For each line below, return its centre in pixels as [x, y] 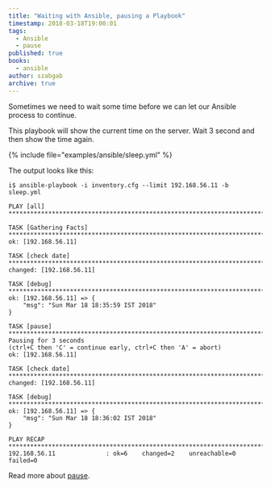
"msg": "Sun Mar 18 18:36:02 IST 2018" [90, 418]
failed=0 [23, 461]
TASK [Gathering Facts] [48, 227]
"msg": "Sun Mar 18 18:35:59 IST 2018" [90, 305]
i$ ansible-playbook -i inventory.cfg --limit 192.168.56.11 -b [119, 185]
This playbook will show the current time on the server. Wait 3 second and [131, 131]
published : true [35, 53]
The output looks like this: [51, 170]
